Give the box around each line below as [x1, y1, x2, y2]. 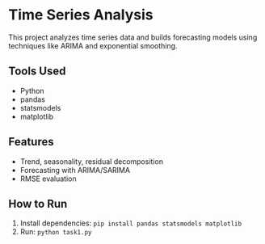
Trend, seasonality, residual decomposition [19, 156, 164, 166]
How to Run [8, 196, 68, 211]
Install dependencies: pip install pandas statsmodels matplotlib [19, 218, 242, 228]
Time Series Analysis [8, 6, 154, 24]
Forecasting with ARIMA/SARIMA [19, 165, 131, 175]
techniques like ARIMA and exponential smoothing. [8, 40, 178, 50]
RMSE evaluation [19, 174, 77, 183]
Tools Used [8, 65, 66, 78]
